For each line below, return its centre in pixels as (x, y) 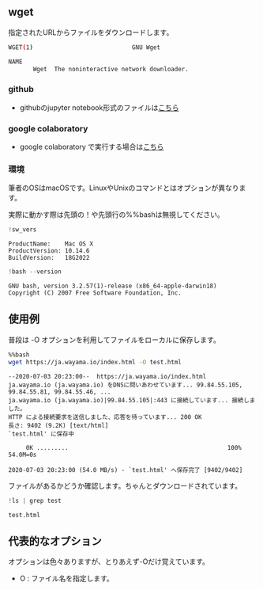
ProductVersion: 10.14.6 (49, 251)
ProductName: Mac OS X (51, 244)
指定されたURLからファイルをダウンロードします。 (91, 32)
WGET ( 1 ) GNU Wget (84, 47)
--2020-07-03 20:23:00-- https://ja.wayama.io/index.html (107, 376)
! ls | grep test (35, 501)
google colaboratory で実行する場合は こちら (92, 147)
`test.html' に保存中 (41, 434)
